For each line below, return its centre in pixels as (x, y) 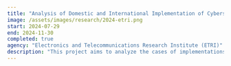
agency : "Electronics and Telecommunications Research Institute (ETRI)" (115, 45)
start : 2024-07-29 (33, 26)
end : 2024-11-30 (30, 33)
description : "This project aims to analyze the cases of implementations (117, 52)
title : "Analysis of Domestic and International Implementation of (106, 13)
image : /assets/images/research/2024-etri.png (75, 20)
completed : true (30, 39)
